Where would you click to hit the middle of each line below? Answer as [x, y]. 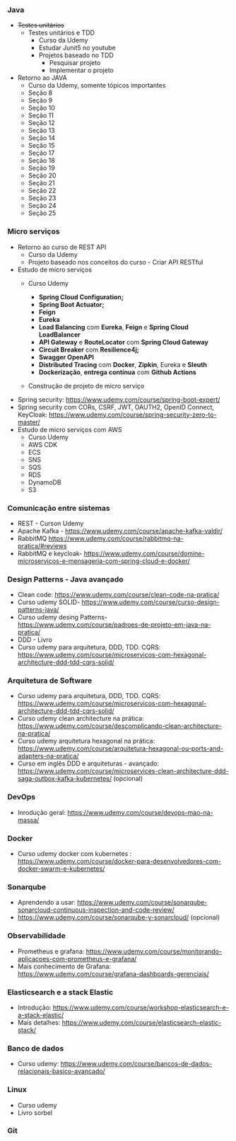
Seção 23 [42, 198]
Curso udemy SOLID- [49, 602]
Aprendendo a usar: [47, 903]
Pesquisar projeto [75, 63]
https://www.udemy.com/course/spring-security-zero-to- [133, 415]
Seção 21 [41, 183]
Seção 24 [42, 206]
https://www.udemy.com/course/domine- [144, 553]
